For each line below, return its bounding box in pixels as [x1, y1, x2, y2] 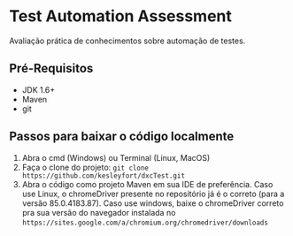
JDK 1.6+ [21, 84, 56, 95]
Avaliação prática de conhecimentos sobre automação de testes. [9, 35, 246, 46]
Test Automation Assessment [9, 6, 233, 27]
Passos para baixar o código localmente [9, 129, 235, 144]
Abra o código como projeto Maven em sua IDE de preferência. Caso [21, 179, 274, 189]
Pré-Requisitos [9, 61, 94, 76]
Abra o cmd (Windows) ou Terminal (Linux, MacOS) [21, 152, 211, 163]
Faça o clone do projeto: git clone [21, 162, 149, 172]
